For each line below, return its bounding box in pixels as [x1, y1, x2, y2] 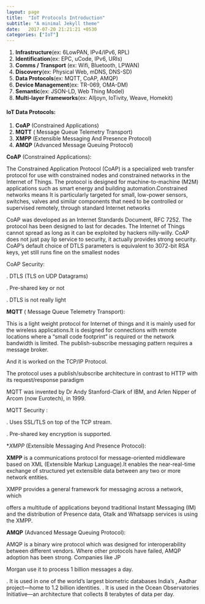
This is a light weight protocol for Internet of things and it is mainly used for [6, 320, 196, 327]
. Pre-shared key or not [6, 285, 65, 292]
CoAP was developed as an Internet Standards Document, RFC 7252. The [6, 216, 192, 224]
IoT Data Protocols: [6, 108, 56, 115]
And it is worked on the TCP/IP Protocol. [6, 358, 108, 365]
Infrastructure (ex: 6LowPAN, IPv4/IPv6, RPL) [15, 48, 130, 56]
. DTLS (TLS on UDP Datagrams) [6, 272, 89, 280]
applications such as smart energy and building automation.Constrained [6, 185, 188, 192]
